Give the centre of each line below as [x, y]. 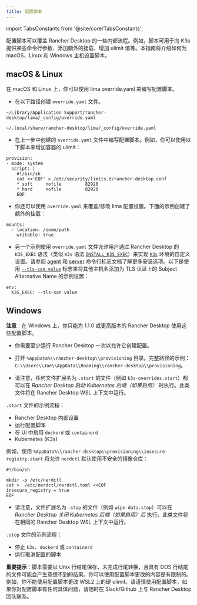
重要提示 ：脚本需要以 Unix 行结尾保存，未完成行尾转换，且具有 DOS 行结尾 [97, 567]
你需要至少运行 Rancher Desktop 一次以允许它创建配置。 [84, 346]
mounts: [16, 225]
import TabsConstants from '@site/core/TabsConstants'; [75, 28]
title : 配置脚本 [24, 11]
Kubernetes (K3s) [36, 439]
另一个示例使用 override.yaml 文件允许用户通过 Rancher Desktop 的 [97, 247]
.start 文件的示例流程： [35, 405]
